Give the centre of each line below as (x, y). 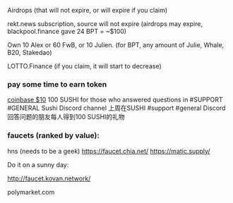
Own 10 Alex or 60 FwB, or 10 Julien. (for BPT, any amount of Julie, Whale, (116, 45)
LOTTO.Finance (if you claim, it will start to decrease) (85, 66)
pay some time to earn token (57, 84)
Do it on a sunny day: (38, 164)
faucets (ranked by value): (54, 135)
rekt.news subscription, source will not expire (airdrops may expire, (105, 24)
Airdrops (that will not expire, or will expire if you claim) (88, 10)
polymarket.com (31, 192)
